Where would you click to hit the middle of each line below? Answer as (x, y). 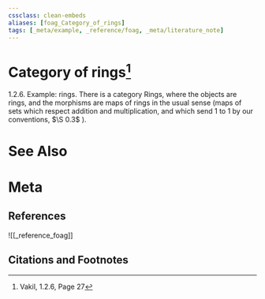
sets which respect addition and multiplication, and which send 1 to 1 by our (131, 110)
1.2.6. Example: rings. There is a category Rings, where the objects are (123, 94)
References (37, 217)
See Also (38, 151)
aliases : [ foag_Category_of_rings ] (67, 23)
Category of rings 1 (70, 71)
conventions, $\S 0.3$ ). (47, 119)
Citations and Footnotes (68, 260)
